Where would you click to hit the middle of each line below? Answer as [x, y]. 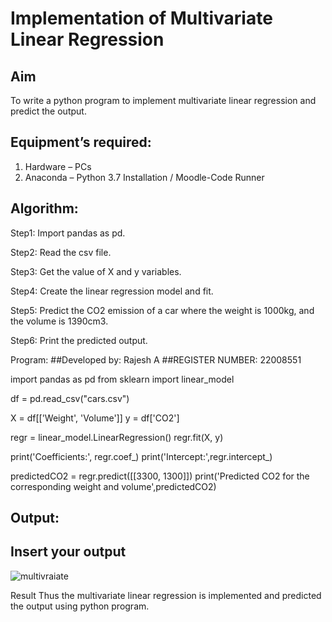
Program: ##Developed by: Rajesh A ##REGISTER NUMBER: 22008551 [156, 359]
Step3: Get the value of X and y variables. [96, 271]
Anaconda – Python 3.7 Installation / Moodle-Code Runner [144, 177]
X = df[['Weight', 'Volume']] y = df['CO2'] [95, 418]
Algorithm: [44, 208]
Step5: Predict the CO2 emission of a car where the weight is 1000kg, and [162, 310]
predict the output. [48, 111]
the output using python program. [80, 606]
